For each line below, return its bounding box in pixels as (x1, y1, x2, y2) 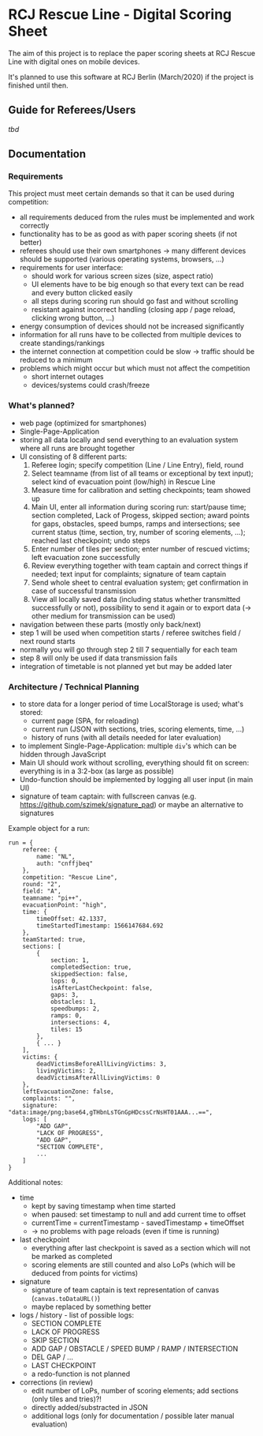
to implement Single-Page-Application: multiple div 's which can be (19, 741, 237, 751)
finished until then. (8, 81, 69, 90)
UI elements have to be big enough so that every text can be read (31, 280, 244, 289)
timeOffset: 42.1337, (36, 915, 108, 923)
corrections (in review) (19, 1378, 94, 1387)
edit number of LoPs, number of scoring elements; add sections (31, 1386, 239, 1396)
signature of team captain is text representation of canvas (31, 1285, 220, 1295)
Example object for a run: (8, 824, 91, 833)
